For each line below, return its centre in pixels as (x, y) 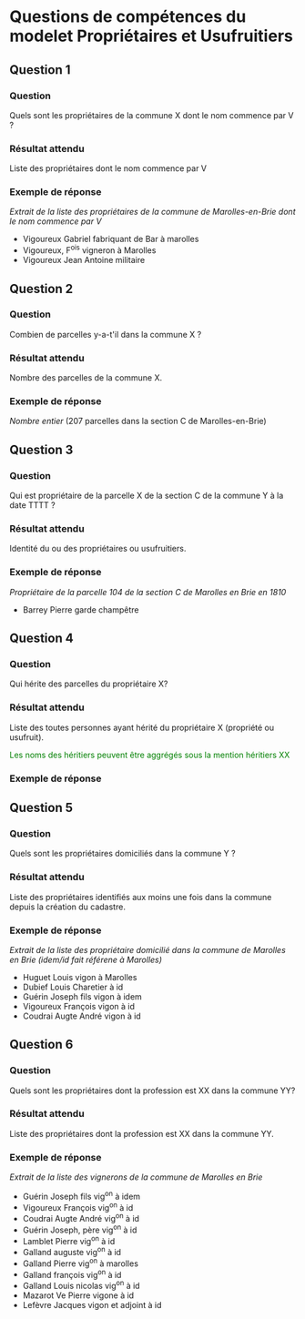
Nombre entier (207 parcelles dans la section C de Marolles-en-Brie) (138, 421)
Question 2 (41, 289)
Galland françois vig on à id (72, 1273)
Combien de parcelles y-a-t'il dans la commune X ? (106, 334)
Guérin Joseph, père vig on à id (80, 1229)
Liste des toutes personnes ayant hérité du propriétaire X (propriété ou (142, 727)
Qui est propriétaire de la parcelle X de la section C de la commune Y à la (147, 496)
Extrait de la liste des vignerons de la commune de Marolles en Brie (136, 1177)
